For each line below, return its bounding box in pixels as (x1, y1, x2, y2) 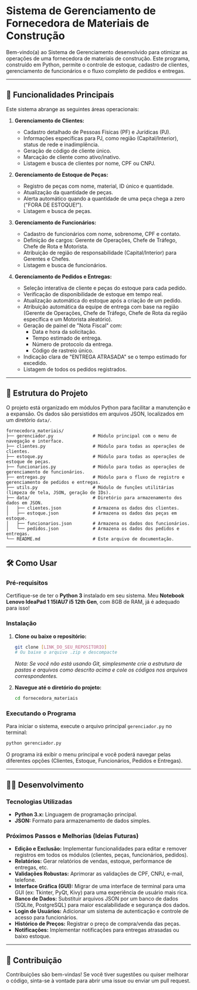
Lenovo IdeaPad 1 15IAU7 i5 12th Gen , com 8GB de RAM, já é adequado (6, 599, 180, 606)
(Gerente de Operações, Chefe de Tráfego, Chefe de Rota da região (23, 309, 188, 316)
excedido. (23, 359, 47, 366)
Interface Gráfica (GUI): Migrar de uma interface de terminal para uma (14, 883, 186, 890)
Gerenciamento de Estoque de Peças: (14, 171, 108, 178)
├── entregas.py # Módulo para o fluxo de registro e (6, 474, 185, 480)
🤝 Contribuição (6, 955, 62, 965)
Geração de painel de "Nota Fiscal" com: (23, 322, 123, 329)
